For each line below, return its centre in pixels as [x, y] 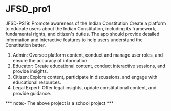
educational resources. [37, 82]
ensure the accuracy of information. [50, 60]
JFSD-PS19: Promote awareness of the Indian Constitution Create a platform [86, 23]
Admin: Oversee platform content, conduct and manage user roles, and [88, 55]
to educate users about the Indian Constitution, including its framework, [81, 28]
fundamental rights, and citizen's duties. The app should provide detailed [82, 34]
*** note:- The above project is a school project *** [59, 103]
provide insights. [30, 71]
